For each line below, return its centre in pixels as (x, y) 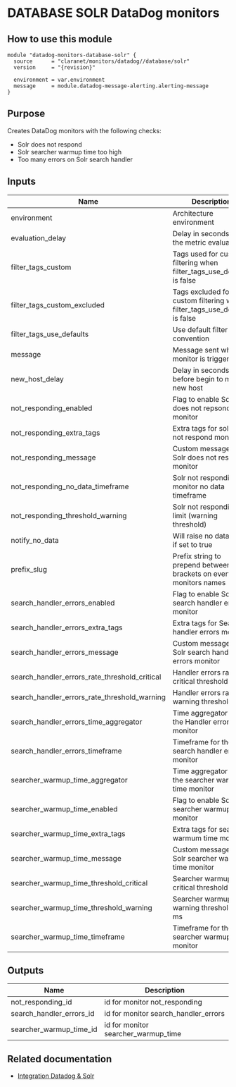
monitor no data (198, 486)
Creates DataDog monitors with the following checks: (84, 130)
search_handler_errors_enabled (63, 603)
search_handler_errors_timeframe (66, 751)
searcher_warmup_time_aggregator (69, 780)
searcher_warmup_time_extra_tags (68, 833)
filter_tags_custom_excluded (58, 305)
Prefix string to (197, 556)
